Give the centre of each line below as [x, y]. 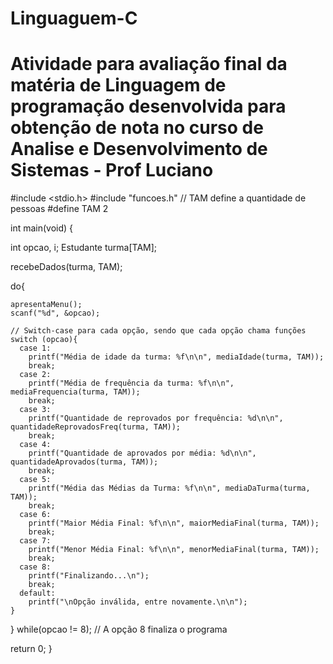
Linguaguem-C [74, 18]
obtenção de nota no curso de [137, 128]
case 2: [35, 375]
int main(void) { [42, 228]
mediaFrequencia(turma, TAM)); [75, 392]
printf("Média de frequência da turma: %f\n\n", [131, 383]
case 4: [35, 445]
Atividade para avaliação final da [149, 64]
